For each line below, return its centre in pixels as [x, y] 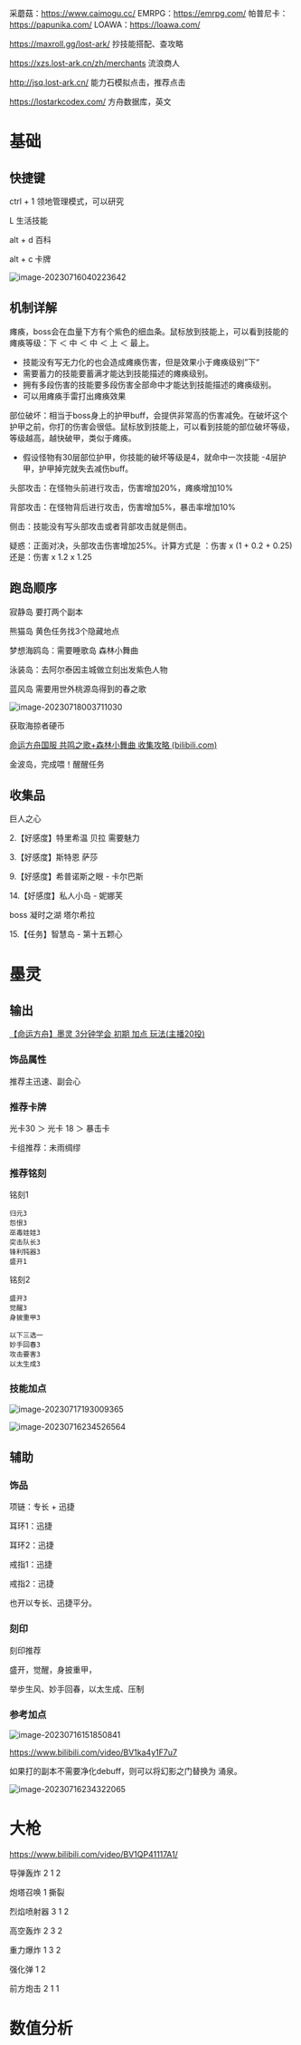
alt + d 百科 [30, 240]
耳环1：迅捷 [31, 1526]
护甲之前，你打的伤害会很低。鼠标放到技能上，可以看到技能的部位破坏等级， [152, 426]
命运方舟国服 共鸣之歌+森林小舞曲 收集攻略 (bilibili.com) [113, 745]
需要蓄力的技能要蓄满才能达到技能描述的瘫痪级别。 [118, 373]
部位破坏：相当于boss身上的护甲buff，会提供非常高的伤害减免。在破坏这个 [149, 415]
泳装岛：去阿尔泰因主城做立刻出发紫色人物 [89, 670]
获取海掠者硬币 [37, 725]
